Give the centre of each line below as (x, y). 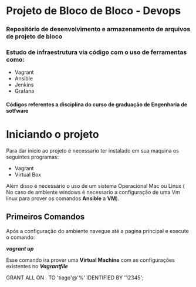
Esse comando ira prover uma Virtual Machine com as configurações (90, 260)
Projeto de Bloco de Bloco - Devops (94, 11)
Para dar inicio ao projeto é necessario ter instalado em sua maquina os (92, 150)
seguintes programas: (33, 157)
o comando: (21, 237)
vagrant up (20, 248)
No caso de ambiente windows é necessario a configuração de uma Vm (93, 192)
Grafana (24, 91)
